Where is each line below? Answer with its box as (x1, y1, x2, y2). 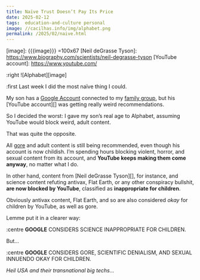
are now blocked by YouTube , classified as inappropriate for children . (6, 185, 181, 192)
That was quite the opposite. (6, 130, 76, 138)
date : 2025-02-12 (6, 14, 50, 20)
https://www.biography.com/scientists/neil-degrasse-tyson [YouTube (6, 54, 177, 61)
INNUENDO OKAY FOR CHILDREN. (6, 256, 91, 263)
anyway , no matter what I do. (6, 161, 79, 168)
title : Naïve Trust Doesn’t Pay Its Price (6, 8, 113, 15)
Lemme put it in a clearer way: (6, 214, 81, 222)
